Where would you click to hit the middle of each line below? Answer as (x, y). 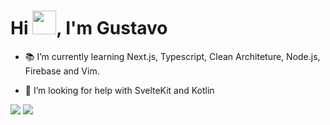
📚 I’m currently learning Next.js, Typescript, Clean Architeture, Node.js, (172, 56)
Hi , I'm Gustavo (89, 28)
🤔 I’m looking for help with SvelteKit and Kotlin (119, 90)
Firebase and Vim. (62, 71)
